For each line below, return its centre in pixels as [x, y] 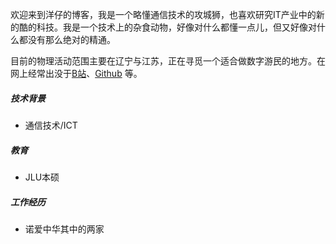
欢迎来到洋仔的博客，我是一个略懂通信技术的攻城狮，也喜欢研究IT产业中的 [163, 14]
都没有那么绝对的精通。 [67, 39]
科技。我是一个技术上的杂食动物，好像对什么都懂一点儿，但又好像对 [176, 27]
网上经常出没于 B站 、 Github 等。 [76, 73]
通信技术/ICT [51, 125]
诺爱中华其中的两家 [64, 229]
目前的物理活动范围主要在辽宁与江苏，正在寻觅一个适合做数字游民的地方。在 [168, 61]
